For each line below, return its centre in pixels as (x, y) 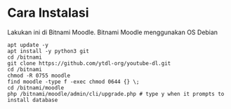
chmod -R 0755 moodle (39, 75)
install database (33, 100)
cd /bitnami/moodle (36, 88)
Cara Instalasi (48, 13)
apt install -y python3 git (48, 51)
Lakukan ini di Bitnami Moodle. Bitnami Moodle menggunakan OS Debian (113, 32)
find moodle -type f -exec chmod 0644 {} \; (73, 82)
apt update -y (28, 45)
